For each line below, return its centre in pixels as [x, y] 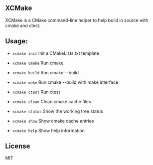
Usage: [17, 41]
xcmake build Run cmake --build [45, 72]
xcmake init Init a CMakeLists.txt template [56, 53]
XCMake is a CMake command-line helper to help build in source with [77, 20]
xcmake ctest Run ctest [36, 92]
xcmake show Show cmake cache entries [53, 121]
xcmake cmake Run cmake [38, 63]
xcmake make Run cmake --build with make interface [65, 82]
